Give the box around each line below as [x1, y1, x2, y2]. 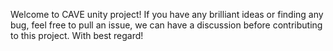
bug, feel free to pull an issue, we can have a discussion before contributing [10, 19, 323, 31]
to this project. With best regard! [10, 30, 144, 41]
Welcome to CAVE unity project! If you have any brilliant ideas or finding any [10, 9, 324, 20]
